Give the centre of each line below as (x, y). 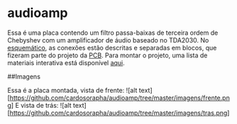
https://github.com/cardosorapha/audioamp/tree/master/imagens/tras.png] (120, 113)
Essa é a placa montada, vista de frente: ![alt (72, 90)
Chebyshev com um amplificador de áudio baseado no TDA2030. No (108, 40)
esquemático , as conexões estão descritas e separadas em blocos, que (112, 47)
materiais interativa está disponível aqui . (66, 62)
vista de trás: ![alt (46, 105)
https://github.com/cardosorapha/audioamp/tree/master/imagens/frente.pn (120, 98)
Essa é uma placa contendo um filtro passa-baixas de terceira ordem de (113, 33)
